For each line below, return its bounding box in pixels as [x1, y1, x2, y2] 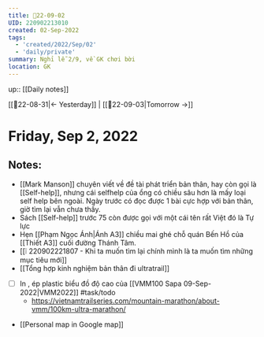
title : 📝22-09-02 [8, 11, 65, 20]
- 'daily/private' [15, 48, 76, 56]
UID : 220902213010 [8, 19, 69, 27]
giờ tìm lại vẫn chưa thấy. [19, 204, 101, 213]
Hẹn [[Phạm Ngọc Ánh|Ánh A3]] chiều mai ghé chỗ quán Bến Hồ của [19, 229, 244, 239]
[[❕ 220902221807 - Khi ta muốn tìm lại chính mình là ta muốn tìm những [19, 246, 254, 256]
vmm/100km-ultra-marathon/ [31, 304, 126, 313]
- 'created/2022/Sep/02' [15, 41, 97, 49]
